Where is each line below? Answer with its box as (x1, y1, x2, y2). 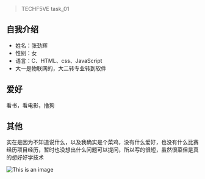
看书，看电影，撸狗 (6, 101, 55, 109)
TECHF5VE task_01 (21, 5, 70, 12)
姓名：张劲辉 (15, 42, 48, 49)
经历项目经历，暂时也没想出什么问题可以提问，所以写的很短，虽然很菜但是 (6, 146, 193, 153)
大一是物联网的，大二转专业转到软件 (15, 64, 107, 72)
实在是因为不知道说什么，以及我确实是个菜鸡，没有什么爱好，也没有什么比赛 (6, 139, 199, 146)
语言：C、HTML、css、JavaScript (15, 57, 103, 64)
